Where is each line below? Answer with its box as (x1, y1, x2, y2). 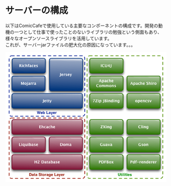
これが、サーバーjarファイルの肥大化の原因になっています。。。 (5, 41, 136, 48)
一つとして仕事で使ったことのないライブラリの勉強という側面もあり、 (14, 29, 162, 35)
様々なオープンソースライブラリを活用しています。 (5, 35, 112, 41)
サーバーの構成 (5, 5, 68, 16)
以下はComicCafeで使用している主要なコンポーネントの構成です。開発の (5, 22, 159, 29)
